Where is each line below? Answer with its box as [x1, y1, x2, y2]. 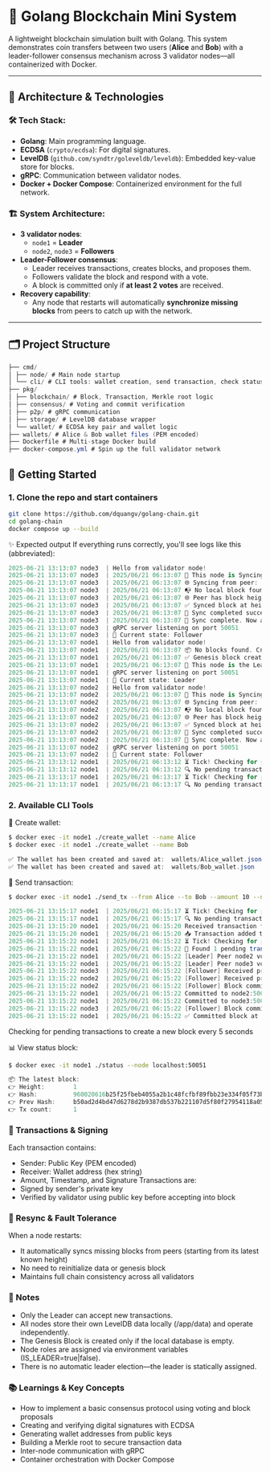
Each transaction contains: [8, 1143, 96, 1152]
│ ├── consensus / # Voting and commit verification [8, 401, 185, 409]
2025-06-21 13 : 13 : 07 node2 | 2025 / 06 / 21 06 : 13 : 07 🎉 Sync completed [8, 728, 243, 736]
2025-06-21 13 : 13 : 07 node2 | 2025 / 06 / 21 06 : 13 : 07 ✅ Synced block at [8, 721, 247, 729]
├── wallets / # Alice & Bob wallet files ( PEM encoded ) [8, 430, 199, 439]
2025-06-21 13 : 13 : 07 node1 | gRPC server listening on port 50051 [8, 669, 239, 677]
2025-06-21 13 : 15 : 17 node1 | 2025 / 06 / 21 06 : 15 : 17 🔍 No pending [8, 915, 231, 923]
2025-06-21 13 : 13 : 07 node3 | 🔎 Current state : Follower [8, 631, 203, 640]
